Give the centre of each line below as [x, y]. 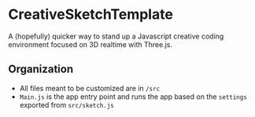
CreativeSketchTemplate [91, 15]
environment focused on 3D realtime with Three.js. [91, 44]
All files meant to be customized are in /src [89, 88]
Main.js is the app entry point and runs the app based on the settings [133, 97]
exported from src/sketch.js [67, 104]
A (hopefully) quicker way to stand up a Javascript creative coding [116, 36]
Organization [41, 69]
